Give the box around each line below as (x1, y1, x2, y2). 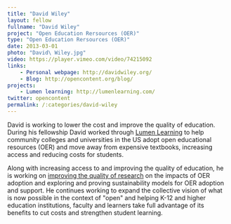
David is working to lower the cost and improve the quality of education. (7, 120, 216, 129)
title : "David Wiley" (7, 10, 71, 17)
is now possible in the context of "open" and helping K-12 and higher (7, 193, 206, 202)
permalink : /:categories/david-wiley (7, 101, 118, 108)
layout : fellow (7, 17, 52, 24)
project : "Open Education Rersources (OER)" (7, 29, 140, 37)
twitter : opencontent (7, 95, 71, 102)
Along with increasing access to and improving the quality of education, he (7, 164, 224, 172)
